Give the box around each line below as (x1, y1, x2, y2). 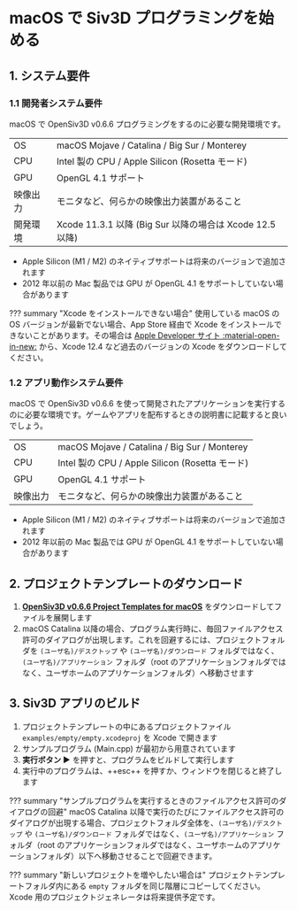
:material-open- (222, 329, 280, 341)
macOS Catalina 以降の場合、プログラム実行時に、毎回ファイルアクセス (21, 623, 284, 634)
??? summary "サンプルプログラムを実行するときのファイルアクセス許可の (9, 795, 279, 806)
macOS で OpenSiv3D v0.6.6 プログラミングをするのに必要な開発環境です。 (9, 119, 286, 129)
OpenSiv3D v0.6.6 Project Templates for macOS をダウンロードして (21, 601, 275, 612)
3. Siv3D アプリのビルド (9, 696, 141, 711)
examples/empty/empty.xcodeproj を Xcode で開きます (21, 732, 218, 743)
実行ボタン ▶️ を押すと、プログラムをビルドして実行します (21, 754, 234, 765)
